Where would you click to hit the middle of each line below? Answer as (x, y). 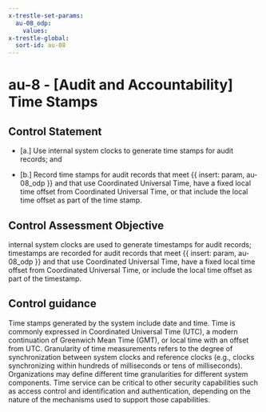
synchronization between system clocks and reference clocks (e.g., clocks (131, 357)
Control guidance (53, 304)
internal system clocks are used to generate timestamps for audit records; (130, 244)
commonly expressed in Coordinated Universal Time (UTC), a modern (123, 331)
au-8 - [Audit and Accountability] (121, 85)
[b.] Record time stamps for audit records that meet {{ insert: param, (132, 175)
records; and (41, 159)
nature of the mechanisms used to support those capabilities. (109, 399)
